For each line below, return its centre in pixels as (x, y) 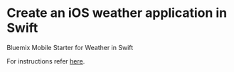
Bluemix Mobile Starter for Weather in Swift (70, 47)
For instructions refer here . (46, 61)
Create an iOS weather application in (117, 13)
